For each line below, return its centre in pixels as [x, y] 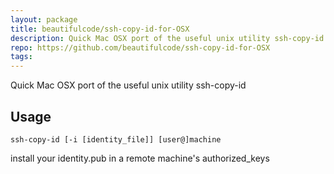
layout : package [44, 19]
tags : [21, 57]
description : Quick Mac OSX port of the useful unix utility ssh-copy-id [167, 38]
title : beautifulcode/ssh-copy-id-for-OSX [100, 29]
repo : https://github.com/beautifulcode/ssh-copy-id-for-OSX [140, 47]
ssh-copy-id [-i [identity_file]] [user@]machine [116, 139]
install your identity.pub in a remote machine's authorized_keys [140, 158]
